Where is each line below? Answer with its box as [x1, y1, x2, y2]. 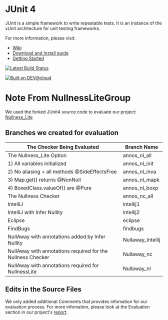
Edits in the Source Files [5, 285, 81, 293]
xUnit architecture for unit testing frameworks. [5, 25, 100, 31]
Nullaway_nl [122, 265, 151, 272]
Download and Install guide [12, 50, 69, 56]
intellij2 [122, 208, 140, 215]
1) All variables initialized [7, 160, 66, 167]
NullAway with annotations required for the [7, 247, 108, 254]
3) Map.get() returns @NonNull [7, 176, 81, 183]
